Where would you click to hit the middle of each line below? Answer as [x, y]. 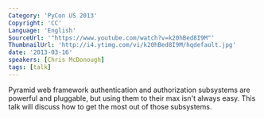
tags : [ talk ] [30, 67]
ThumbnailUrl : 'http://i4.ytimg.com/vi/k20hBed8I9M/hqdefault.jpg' [122, 45]
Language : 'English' [43, 30]
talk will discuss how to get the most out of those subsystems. [110, 106]
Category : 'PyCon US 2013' [53, 15]
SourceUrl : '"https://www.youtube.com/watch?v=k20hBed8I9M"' [112, 38]
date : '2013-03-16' [41, 52]
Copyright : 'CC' [35, 23]
